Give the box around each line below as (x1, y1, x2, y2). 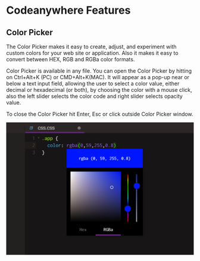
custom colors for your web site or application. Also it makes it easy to (6, 49, 179, 57)
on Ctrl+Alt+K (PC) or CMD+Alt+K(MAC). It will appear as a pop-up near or (6, 74, 189, 80)
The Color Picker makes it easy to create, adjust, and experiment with (6, 43, 177, 50)
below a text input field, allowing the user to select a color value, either (6, 80, 180, 87)
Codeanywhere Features (6, 4, 131, 17)
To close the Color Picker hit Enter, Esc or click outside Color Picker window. (6, 111, 193, 117)
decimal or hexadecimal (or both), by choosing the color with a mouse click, (6, 86, 192, 93)
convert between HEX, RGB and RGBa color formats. (6, 56, 135, 63)
